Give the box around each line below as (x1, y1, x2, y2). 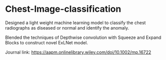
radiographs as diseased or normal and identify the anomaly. (5, 25, 129, 30)
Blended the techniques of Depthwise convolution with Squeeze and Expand (5, 34, 162, 40)
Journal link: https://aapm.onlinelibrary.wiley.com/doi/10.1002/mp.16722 (5, 49, 152, 55)
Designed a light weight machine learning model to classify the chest (5, 20, 146, 26)
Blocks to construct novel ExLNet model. (5, 39, 88, 45)
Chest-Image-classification (5, 3, 121, 15)
